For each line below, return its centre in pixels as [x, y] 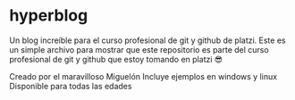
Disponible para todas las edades [71, 86]
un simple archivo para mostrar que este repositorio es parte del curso [139, 49]
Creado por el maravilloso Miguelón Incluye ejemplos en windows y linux [143, 76]
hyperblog [49, 16]
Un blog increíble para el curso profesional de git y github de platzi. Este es [147, 40]
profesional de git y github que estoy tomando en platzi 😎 [116, 59]
